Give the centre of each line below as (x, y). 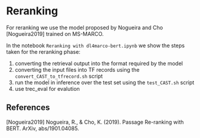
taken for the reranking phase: (43, 51)
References (28, 108)
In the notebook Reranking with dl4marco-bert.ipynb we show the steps (96, 45)
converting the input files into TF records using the (77, 69)
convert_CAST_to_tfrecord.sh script (59, 76)
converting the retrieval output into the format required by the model (99, 63)
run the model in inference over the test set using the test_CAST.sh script (104, 82)
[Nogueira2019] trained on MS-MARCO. (55, 33)
